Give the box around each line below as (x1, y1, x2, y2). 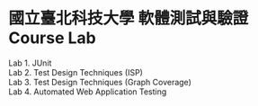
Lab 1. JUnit (8, 57, 52, 68)
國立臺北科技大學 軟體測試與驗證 (8, 8, 249, 29)
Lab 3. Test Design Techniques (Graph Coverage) (8, 76, 192, 87)
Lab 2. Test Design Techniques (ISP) (8, 66, 143, 77)
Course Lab (8, 28, 96, 49)
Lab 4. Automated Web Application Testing (8, 86, 167, 97)
